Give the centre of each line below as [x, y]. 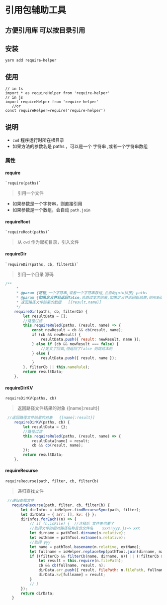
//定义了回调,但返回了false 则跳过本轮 [77, 349]
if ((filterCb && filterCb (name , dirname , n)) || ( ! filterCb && [97, 556]
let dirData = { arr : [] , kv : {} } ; [59, 514]
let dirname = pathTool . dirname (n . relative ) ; [78, 533]
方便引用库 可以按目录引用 [45, 30]
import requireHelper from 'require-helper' [52, 102]
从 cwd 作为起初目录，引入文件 [48, 242]
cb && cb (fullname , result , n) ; [72, 566]
